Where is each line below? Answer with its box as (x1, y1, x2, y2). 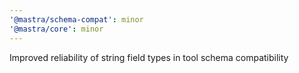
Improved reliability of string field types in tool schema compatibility (9, 51, 289, 63)
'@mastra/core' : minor (9, 24, 104, 34)
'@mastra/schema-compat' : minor (9, 14, 144, 25)
